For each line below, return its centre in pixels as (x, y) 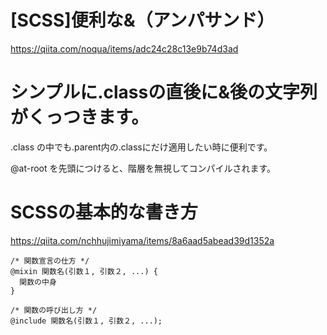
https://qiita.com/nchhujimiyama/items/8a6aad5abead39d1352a (142, 240)
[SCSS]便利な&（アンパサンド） (142, 20)
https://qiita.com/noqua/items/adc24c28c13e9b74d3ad (124, 48)
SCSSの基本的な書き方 (104, 212)
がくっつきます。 (80, 117)
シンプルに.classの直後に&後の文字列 (164, 92)
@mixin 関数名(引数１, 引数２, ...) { (84, 271)
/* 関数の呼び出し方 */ (54, 310)
